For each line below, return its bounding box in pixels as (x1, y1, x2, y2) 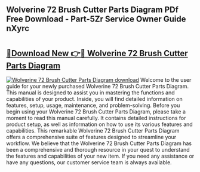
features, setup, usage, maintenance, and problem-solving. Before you (6, 102, 180, 109)
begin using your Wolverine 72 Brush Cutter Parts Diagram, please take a (6, 108, 186, 115)
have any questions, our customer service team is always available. (6, 159, 172, 166)
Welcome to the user (140, 76, 192, 83)
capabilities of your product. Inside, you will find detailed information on (6, 96, 183, 102)
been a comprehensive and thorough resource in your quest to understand (6, 146, 190, 153)
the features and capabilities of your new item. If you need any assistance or (6, 152, 195, 159)
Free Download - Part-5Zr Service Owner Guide (6, 14, 186, 24)
